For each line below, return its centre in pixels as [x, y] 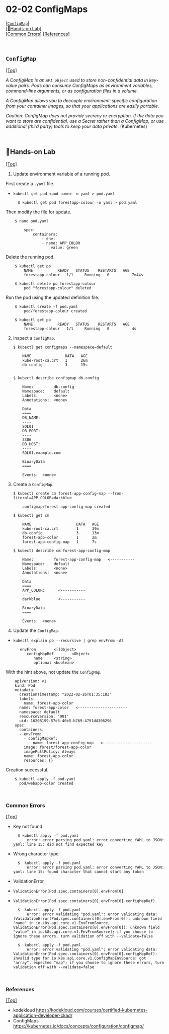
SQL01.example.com [41, 453]
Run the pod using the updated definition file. [53, 297]
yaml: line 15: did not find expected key [58, 844]
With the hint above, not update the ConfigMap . [54, 672]
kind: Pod [25, 685]
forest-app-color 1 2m [60, 537]
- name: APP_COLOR [61, 243]
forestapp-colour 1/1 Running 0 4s [80, 329]
